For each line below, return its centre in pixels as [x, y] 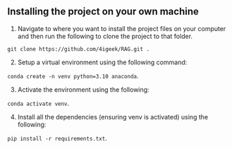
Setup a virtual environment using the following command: [102, 62]
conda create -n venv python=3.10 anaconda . [73, 76]
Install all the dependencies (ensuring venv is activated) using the [113, 117]
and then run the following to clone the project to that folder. [105, 36]
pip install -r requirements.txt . [57, 138]
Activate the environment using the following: [83, 89]
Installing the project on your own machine [103, 12]
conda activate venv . [38, 103]
